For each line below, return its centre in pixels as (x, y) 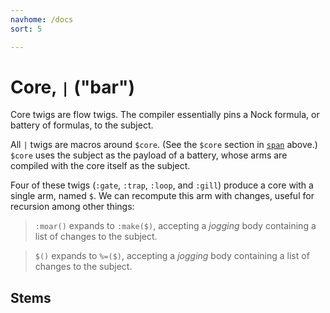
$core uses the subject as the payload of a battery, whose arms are (149, 155)
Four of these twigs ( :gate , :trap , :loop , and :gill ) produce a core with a (162, 185)
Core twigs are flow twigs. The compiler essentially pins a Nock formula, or (165, 115)
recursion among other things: (72, 207)
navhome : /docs (42, 19)
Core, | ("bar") (72, 87)
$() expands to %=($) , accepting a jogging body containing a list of (172, 256)
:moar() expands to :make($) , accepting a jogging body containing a (175, 226)
